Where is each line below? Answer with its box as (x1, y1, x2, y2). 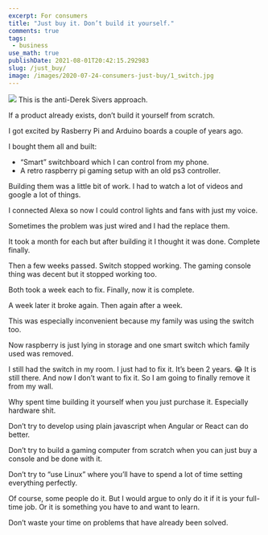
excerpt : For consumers (8, 11, 89, 20)
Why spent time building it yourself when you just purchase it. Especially (8, 397, 249, 406)
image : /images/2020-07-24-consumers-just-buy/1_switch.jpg (8, 72, 215, 80)
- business (11, 42, 48, 50)
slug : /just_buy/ (8, 64, 67, 72)
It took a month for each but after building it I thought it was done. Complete (8, 237, 260, 246)
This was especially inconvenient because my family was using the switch (8, 315, 254, 326)
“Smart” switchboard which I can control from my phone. (19, 157, 209, 167)
